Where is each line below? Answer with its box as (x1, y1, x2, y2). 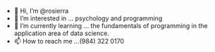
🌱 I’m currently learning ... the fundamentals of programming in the (13, 22, 208, 30)
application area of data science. (13, 29, 109, 37)
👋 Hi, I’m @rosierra (13, 7, 69, 15)
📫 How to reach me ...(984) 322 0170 (13, 37, 125, 45)
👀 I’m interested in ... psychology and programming (13, 14, 163, 22)
